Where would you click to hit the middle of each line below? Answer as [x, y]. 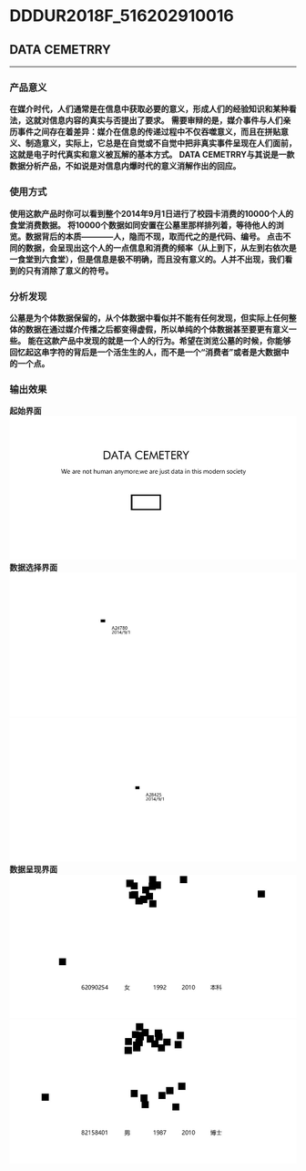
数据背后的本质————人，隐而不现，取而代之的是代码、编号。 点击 [154, 236]
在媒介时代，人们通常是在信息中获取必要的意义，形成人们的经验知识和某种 [149, 109]
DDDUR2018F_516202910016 [122, 16]
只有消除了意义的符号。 [69, 271]
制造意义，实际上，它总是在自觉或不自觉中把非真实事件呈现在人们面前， [161, 143]
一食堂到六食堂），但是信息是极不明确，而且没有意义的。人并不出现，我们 [147, 259]
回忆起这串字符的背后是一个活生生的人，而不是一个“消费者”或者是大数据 [146, 352]
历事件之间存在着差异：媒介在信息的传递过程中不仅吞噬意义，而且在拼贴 [145, 132]
